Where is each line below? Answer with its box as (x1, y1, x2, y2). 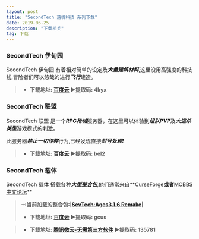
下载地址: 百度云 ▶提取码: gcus (29, 213, 107, 221)
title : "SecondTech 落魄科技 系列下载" (6, 14, 98, 20)
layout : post (6, 8, 39, 15)
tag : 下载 (6, 31, 29, 37)
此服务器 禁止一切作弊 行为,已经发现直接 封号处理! (6, 137, 124, 144)
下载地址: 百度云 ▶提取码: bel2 (29, 150, 106, 157)
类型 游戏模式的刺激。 (6, 124, 58, 131)
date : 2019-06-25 (6, 20, 49, 26)
